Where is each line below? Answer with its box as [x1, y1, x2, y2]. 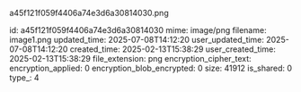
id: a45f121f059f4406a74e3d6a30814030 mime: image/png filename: [9, 25, 267, 35]
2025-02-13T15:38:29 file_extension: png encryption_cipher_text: [9, 54, 252, 63]
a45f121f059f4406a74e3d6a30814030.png [9, 8, 169, 18]
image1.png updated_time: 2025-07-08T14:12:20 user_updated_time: [9, 35, 265, 45]
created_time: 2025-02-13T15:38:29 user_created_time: [69, 44, 276, 54]
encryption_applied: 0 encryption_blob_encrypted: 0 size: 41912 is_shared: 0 [9, 63, 293, 73]
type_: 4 [9, 72, 40, 83]
